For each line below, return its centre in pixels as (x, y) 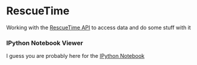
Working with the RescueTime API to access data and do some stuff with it (98, 27)
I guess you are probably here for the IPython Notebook (75, 56)
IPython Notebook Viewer (45, 43)
